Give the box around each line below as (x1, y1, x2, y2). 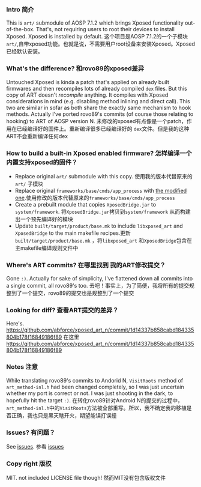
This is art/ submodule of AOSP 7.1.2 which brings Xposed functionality (6, 19, 184, 26)
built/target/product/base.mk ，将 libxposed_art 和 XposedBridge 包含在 (14, 237, 193, 244)
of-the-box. (6, 26, 35, 33)
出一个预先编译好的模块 (14, 215, 73, 223)
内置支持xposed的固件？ (6, 158, 78, 166)
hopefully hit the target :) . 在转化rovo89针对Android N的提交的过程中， (6, 396, 183, 404)
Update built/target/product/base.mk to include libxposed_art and (14, 222, 183, 229)
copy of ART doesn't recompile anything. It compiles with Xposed (6, 91, 169, 98)
